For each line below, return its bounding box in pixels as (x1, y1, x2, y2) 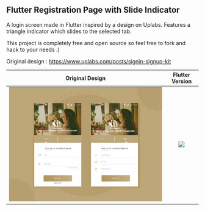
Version (171, 77, 192, 85)
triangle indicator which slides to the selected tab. (6, 27, 132, 35)
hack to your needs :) (6, 46, 60, 53)
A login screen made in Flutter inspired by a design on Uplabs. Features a (6, 21, 191, 28)
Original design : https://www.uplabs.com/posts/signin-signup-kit (6, 57, 171, 65)
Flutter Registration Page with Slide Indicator (6, 5, 180, 15)
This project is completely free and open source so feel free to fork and (6, 39, 186, 46)
